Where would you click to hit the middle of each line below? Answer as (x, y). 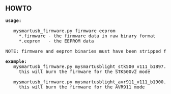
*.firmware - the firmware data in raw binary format (87, 36)
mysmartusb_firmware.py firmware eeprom (64, 31)
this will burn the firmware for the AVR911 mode (82, 87)
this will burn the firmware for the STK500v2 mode (84, 72)
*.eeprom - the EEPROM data (56, 41)
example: (16, 61)
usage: (13, 20)
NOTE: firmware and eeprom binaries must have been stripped (83, 51)
